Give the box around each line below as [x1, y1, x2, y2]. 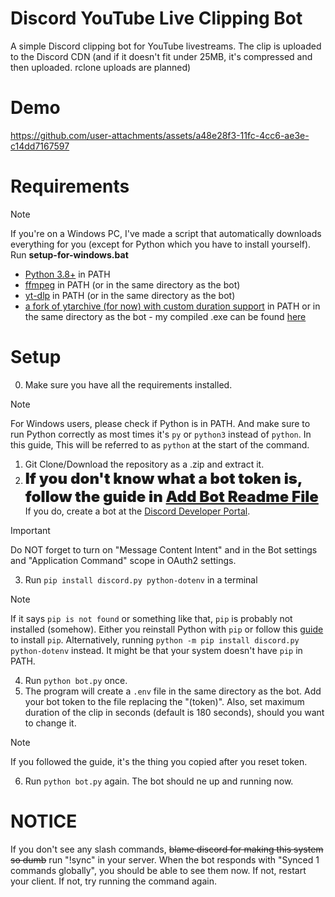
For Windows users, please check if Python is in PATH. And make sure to [10, 417, 311, 429]
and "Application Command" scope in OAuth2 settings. [10, 554, 237, 566]
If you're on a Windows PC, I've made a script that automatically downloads [10, 227, 322, 239]
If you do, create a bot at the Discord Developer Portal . [24, 505, 251, 517]
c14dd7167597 [10, 140, 70, 152]
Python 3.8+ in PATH [24, 268, 111, 280]
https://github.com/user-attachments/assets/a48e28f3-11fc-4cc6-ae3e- [10, 129, 310, 141]
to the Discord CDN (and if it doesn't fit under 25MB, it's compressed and [10, 50, 313, 62]
